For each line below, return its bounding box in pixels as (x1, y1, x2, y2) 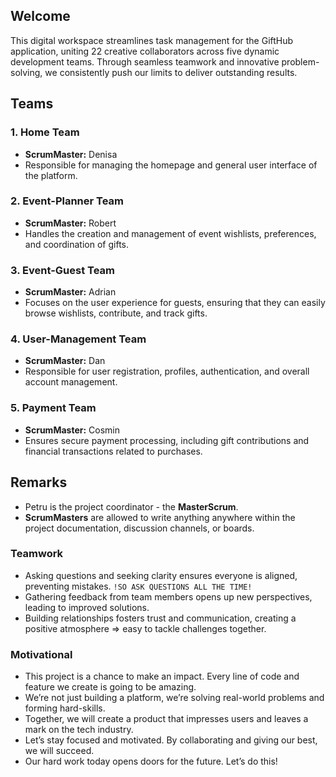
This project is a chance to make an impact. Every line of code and (24, 670, 300, 683)
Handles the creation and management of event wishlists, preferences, (24, 227, 317, 239)
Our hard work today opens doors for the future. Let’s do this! (24, 755, 278, 768)
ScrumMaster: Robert (24, 217, 117, 229)
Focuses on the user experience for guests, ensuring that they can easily (24, 297, 326, 309)
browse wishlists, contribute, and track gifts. (24, 307, 208, 319)
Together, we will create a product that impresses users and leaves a (24, 713, 309, 725)
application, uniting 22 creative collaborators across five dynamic (10, 45, 280, 57)
